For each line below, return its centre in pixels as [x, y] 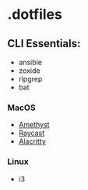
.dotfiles [35, 15]
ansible [30, 62]
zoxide [29, 71]
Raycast [31, 133]
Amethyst [34, 125]
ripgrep [30, 79]
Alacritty [32, 141]
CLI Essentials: [44, 44]
